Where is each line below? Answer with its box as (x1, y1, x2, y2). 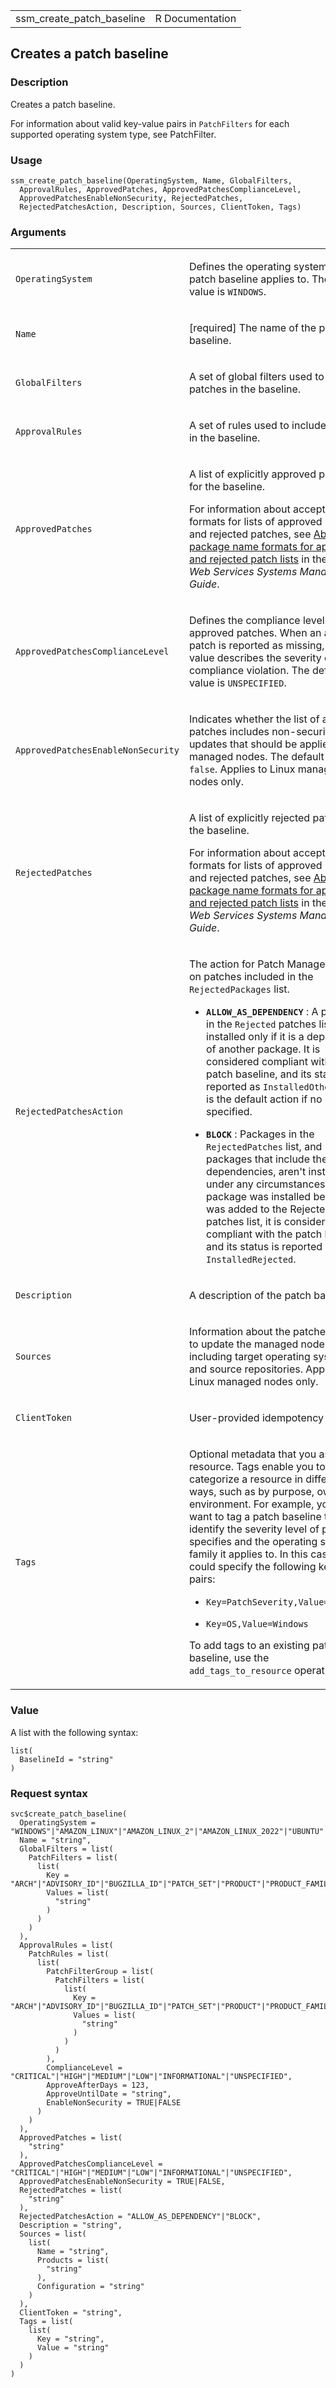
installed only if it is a (206, 1030, 305, 1044)
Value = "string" (36, 2342, 110, 2353)
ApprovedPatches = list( (19, 2132, 123, 2143)
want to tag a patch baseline (188, 1510, 322, 1524)
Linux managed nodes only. (188, 1375, 319, 1389)
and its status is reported (206, 1240, 323, 1254)
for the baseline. (188, 480, 266, 494)
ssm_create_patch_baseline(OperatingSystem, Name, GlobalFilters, (10, 175, 293, 186)
